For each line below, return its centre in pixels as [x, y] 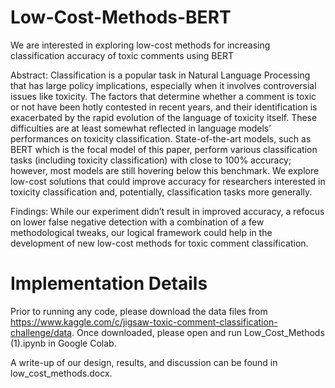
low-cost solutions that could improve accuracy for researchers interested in [168, 181]
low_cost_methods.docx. [61, 373]
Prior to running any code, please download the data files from [139, 311]
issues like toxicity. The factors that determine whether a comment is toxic [163, 96]
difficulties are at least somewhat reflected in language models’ [141, 128]
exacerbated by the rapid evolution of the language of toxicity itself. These [164, 117]
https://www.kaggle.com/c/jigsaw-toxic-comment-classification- [144, 322]
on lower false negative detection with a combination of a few [137, 222]
